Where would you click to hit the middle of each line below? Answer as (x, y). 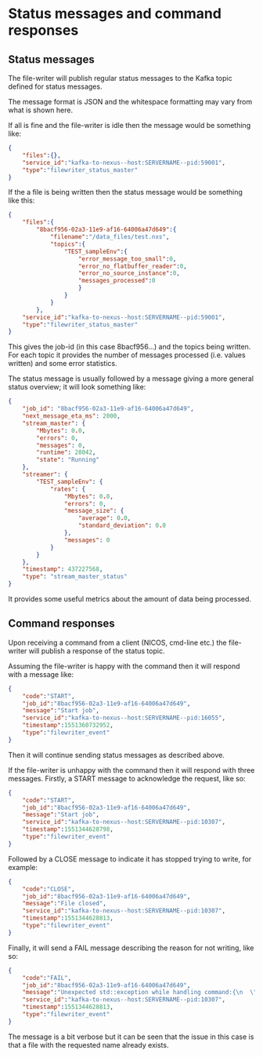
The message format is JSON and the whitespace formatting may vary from (130, 102)
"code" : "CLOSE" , (49, 889)
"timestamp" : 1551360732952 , (68, 726)
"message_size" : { (94, 511)
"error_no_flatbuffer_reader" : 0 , (133, 266)
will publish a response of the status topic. (97, 651)
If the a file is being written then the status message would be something (125, 192)
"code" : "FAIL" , (47, 978)
